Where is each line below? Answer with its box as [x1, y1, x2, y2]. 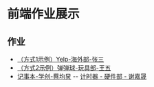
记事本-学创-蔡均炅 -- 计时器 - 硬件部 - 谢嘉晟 [16, 73, 147, 80]
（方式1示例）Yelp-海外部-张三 [16, 55, 104, 63]
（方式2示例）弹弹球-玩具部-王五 [16, 64, 111, 72]
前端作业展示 [7, 6, 80, 22]
